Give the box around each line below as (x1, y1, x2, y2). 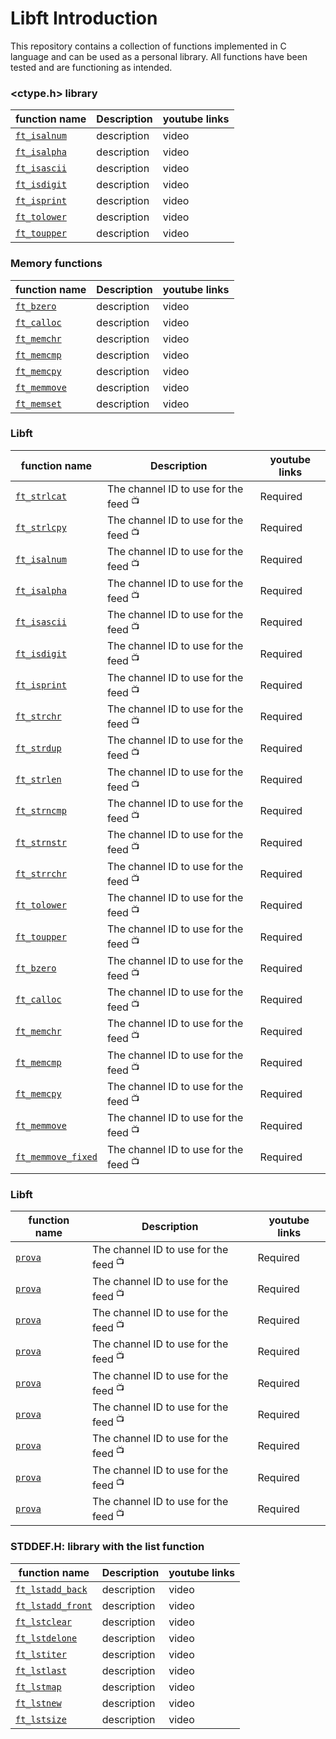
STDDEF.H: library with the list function (10, 1540, 205, 1554)
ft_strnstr (15, 837, 67, 848)
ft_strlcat (15, 490, 67, 502)
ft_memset (15, 398, 62, 409)
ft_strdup (15, 742, 62, 754)
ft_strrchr (15, 868, 67, 879)
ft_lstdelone (15, 1632, 78, 1644)
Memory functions (10, 257, 103, 271)
